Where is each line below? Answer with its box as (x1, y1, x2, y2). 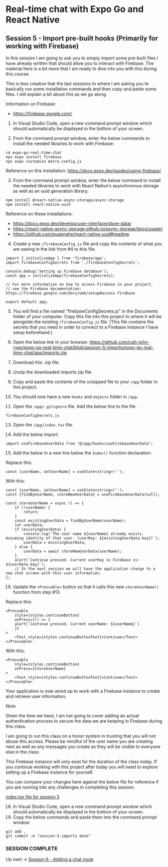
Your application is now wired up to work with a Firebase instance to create (5, 688, 160, 694)
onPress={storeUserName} (14, 666, 66, 671)
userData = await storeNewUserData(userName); (23, 549, 122, 554)
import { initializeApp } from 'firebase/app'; (5, 256, 107, 261)
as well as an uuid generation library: (12, 188, 89, 194)
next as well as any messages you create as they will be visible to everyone (5, 744, 161, 750)
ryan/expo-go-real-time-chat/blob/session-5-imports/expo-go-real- (12, 345, 154, 350)
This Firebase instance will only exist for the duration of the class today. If (5, 759, 157, 765)
